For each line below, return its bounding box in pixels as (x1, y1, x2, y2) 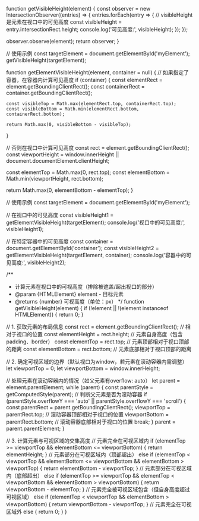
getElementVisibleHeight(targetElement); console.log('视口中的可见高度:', (6, 219, 185, 226)
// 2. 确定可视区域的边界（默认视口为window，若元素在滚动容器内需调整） (6, 358, 188, 365)
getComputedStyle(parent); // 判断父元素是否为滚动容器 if (6, 391, 147, 397)
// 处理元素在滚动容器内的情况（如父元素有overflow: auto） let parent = (6, 377, 181, 384)
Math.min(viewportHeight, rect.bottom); (6, 175, 104, 182)
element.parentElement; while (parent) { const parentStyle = (6, 384, 154, 391)
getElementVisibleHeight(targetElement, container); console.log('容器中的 (6, 252, 187, 258)
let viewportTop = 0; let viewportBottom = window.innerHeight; (6, 365, 160, 372)
